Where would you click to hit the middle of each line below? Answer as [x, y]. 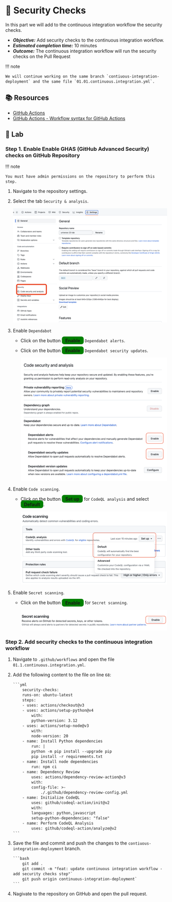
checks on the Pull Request [42, 56]
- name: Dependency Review [51, 772]
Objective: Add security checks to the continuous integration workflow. [88, 40]
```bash [21, 859]
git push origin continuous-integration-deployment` [80, 879]
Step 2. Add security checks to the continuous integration [79, 642]
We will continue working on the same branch [55, 76]
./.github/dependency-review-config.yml [84, 793]
